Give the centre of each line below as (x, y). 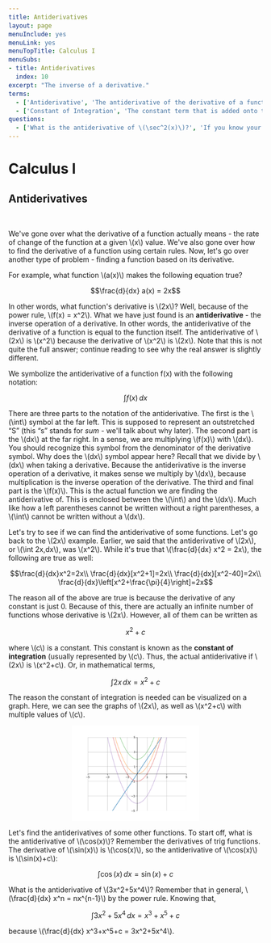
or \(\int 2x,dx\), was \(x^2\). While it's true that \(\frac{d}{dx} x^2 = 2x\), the (135, 549)
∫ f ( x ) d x (135, 398)
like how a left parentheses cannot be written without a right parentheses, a (134, 508)
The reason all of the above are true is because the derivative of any (122, 598)
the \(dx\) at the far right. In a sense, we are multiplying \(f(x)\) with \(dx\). (131, 439)
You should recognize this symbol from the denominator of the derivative (130, 448)
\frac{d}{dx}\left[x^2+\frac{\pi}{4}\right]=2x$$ (135, 582)
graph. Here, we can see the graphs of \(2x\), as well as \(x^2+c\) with (125, 706)
